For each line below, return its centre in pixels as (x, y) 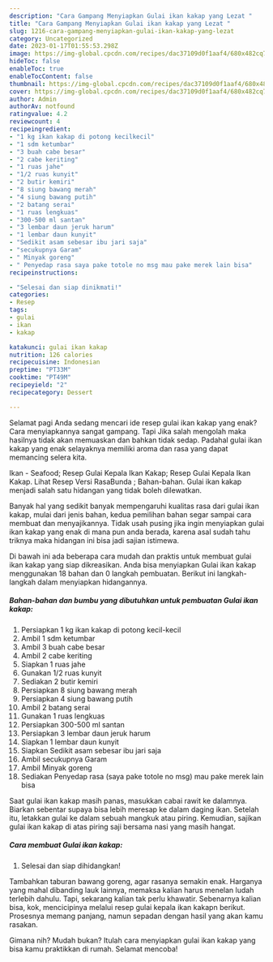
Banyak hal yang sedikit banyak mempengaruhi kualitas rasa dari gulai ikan (134, 506)
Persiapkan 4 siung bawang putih (77, 698)
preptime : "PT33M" (40, 370)
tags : (18, 310)
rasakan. (24, 924)
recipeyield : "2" (38, 385)
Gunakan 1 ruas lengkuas (63, 716)
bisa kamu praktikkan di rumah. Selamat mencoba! (94, 949)
